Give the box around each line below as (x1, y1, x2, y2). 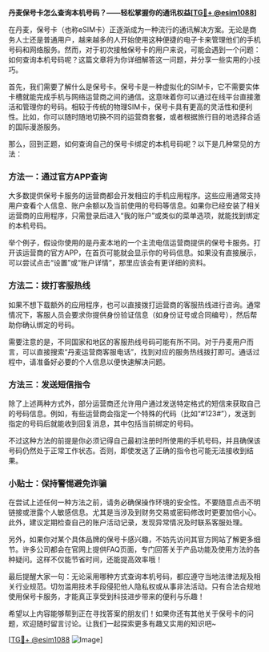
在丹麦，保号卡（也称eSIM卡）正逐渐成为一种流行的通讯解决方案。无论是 (8, 25, 250, 34)
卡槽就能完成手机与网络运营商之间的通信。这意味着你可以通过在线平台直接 (8, 92, 254, 101)
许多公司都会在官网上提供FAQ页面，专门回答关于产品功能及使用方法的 (22, 545, 254, 554)
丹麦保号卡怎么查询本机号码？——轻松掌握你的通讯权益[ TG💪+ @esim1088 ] (8, 8, 258, 17)
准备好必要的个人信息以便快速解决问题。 (35, 357, 170, 366)
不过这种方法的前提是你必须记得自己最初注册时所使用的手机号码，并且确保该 (8, 435, 261, 445)
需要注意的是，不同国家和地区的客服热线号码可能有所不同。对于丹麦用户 (8, 337, 247, 346)
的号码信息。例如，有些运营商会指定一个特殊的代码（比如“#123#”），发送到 (8, 408, 256, 418)
